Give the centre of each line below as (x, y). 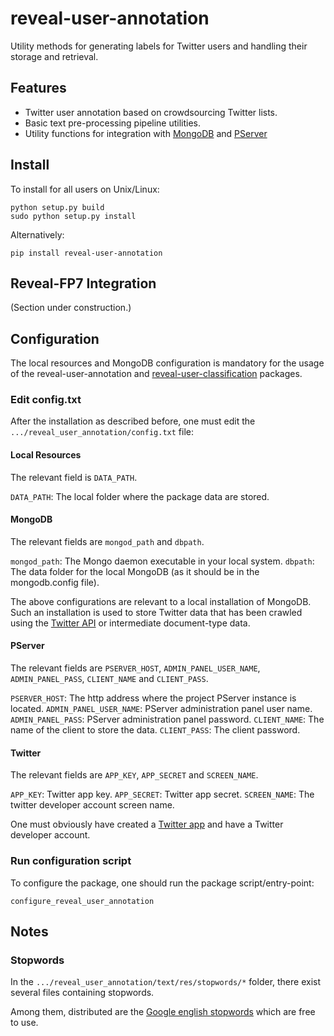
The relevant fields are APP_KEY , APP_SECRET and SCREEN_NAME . (134, 775)
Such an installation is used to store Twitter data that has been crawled (156, 612)
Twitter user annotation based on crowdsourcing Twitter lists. (151, 112)
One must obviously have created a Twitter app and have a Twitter (147, 824)
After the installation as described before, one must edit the (133, 421)
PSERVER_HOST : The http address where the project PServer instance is (153, 698)
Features (38, 88)
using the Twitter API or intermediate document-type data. (130, 623)
